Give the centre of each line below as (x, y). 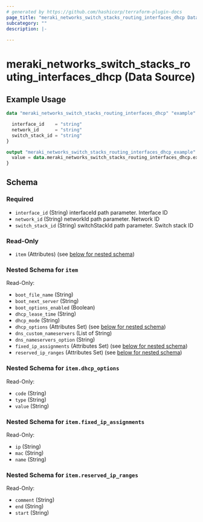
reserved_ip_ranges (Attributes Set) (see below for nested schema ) (98, 353)
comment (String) (35, 500)
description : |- (27, 29)
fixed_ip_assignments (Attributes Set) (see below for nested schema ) (101, 346)
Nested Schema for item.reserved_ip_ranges (72, 475)
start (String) (32, 513)
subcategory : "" (27, 23)
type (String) (31, 399)
